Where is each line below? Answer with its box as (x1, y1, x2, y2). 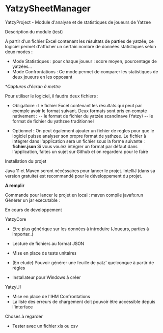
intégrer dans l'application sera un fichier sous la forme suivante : (12, 138, 145, 144)
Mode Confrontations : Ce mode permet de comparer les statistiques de (12, 68, 159, 74)
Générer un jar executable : (5, 197, 60, 203)
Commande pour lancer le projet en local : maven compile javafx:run (5, 192, 143, 198)
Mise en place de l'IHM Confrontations (12, 293, 90, 299)
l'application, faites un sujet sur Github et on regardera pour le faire (12, 149, 148, 154)
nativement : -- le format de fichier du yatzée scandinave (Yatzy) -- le (12, 113, 153, 119)
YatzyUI (5, 284, 21, 290)
